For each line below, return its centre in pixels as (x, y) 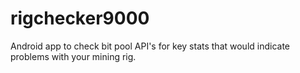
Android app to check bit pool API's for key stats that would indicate (150, 46)
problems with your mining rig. (73, 56)
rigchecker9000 (80, 18)
